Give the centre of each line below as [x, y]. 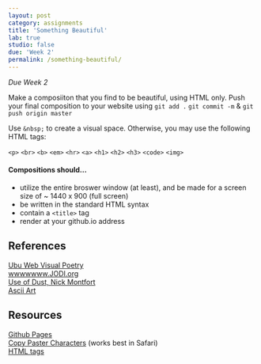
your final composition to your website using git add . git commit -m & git [131, 106]
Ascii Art [22, 290]
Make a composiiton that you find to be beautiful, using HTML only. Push [127, 97]
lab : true [25, 38]
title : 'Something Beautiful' [58, 30]
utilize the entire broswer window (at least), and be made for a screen [133, 188]
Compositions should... [47, 170]
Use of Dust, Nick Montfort [52, 282]
